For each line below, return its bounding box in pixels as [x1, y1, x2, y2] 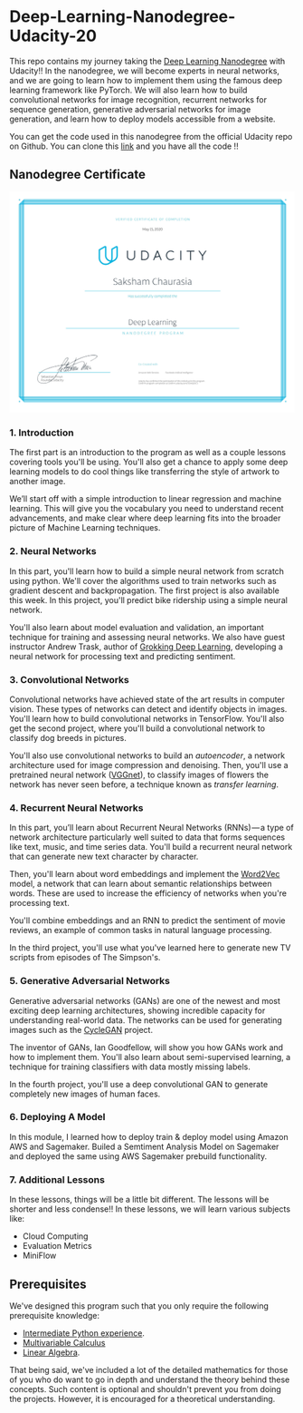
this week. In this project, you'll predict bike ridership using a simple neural [9, 594, 288, 605]
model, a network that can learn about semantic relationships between [9, 878, 273, 890]
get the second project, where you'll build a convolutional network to [9, 723, 265, 734]
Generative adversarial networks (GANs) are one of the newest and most [9, 995, 280, 1006]
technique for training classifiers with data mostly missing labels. [9, 1061, 251, 1072]
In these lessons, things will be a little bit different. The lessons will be [9, 1194, 270, 1205]
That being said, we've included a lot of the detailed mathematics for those [9, 1364, 289, 1375]
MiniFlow [22, 1250, 57, 1262]
